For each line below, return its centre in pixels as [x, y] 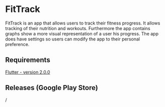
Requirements [28, 60]
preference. [17, 44]
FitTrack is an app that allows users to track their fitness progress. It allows [83, 23]
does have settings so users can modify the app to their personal [72, 39]
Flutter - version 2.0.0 [28, 72]
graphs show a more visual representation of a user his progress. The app [82, 33]
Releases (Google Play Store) [52, 88]
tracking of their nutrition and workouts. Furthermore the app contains [78, 28]
